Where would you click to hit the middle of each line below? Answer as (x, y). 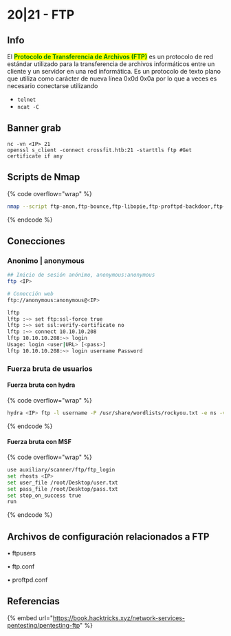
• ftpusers (22, 553)
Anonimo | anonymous (46, 260)
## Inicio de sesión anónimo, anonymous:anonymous (81, 275)
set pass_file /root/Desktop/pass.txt (63, 489)
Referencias (34, 601)
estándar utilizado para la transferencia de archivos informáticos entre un (111, 64)
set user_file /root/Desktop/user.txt (63, 483)
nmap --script (27, 206)
